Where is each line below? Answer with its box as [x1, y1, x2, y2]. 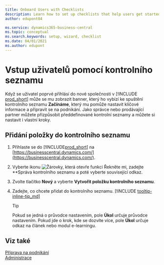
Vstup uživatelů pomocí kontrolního [5, 64, 153, 75]
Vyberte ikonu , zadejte [12, 164, 144, 170]
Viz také [5, 237, 31, 245]
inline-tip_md [12, 193, 39, 199]
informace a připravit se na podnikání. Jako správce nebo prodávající [5, 106, 144, 112]
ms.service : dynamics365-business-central [5, 25, 93, 30]
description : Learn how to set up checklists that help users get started [5, 12, 161, 17]
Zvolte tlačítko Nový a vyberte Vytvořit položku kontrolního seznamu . [12, 178, 155, 184]
